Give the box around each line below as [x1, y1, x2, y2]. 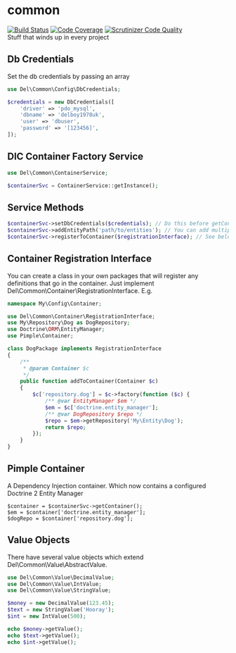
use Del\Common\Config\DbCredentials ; [7, 85, 121, 93]
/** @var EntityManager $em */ [44, 397, 137, 405]
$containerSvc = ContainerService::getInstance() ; [7, 182, 159, 189]
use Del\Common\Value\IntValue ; [7, 580, 102, 587]
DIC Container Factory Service [7, 151, 144, 163]
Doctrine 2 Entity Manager [7, 489, 84, 497]
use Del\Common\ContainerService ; [7, 169, 109, 176]
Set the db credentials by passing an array [7, 72, 130, 80]
